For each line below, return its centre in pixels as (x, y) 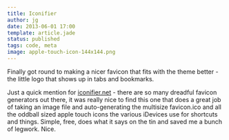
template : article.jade (41, 33)
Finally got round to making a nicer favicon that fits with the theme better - (113, 71)
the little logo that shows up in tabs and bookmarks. (81, 79)
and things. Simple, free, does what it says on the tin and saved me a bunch (115, 121)
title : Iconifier (32, 13)
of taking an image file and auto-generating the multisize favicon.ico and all (114, 107)
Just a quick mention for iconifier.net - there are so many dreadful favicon (112, 92)
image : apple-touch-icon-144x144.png (61, 52)
